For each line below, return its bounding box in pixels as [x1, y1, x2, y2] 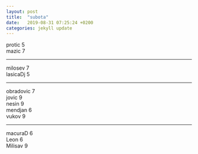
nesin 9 [6, 100, 25, 107]
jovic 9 [6, 94, 22, 101]
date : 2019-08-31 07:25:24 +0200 [6, 19, 94, 25]
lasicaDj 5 [6, 71, 30, 78]
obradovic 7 [6, 88, 35, 95]
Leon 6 [6, 136, 24, 143]
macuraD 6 [6, 130, 34, 137]
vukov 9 [6, 113, 26, 120]
